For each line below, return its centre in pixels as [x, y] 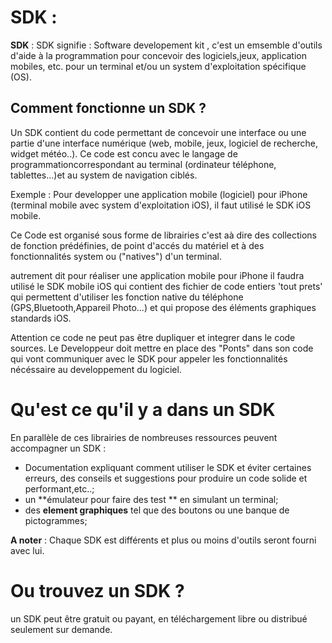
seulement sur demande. [61, 629]
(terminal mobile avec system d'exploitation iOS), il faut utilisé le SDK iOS [161, 205]
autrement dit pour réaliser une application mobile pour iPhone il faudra [157, 275]
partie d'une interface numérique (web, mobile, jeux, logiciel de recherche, [164, 143]
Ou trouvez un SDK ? [97, 590]
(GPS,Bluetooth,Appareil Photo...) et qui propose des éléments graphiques [163, 307]
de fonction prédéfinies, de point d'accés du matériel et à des [137, 245]
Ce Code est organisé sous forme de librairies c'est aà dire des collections [163, 235]
